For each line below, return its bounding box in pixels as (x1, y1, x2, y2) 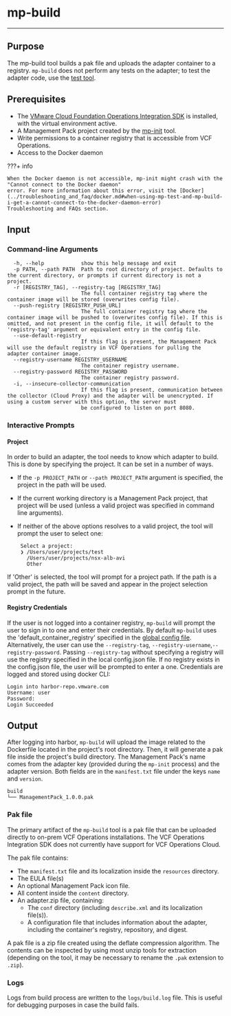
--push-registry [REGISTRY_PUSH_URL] (13, 302, 122, 309)
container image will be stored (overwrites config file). (7, 296, 180, 304)
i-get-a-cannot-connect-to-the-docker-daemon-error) (7, 199, 162, 206)
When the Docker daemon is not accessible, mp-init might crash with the (7, 175, 223, 182)
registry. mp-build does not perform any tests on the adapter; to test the (7, 66, 211, 74)
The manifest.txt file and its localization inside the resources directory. (16, 867, 219, 875)
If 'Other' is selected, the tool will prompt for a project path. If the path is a (7, 573, 217, 581)
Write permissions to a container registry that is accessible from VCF (16, 134, 212, 142)
